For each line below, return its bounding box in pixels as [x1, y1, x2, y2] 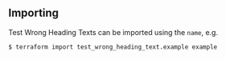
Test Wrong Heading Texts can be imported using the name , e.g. [8, 27, 219, 37]
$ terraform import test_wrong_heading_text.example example [8, 43, 218, 51]
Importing [8, 6, 59, 20]
